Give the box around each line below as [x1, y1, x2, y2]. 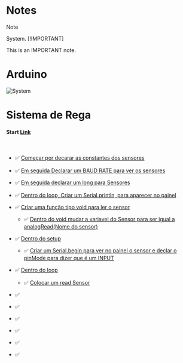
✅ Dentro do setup [14, 235, 61, 242]
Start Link [6, 128, 31, 135]
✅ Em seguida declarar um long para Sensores [14, 179, 130, 186]
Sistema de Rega [6, 108, 91, 122]
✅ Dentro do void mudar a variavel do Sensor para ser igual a [23, 216, 175, 223]
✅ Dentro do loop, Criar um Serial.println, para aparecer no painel [14, 192, 176, 199]
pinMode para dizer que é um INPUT [23, 255, 115, 262]
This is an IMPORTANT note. [6, 46, 77, 54]
